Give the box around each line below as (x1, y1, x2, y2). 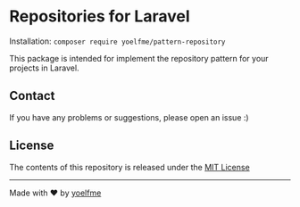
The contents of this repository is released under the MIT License (9, 161, 250, 172)
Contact (9, 88, 55, 103)
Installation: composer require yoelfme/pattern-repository (9, 36, 226, 46)
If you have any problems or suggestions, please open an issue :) (9, 112, 249, 122)
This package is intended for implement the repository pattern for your (9, 53, 270, 63)
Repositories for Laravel (9, 6, 190, 27)
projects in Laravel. (9, 62, 79, 73)
